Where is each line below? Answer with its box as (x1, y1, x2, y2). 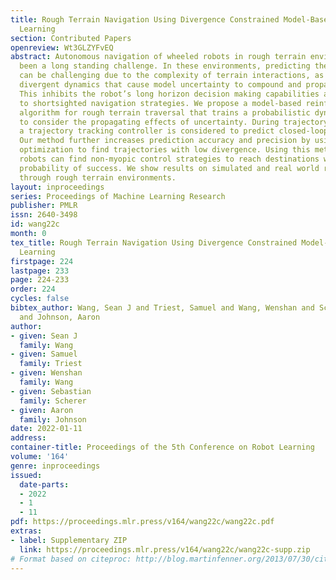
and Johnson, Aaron (19, 312, 101, 322)
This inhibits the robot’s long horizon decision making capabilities (19, 89, 320, 99)
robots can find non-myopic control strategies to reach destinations (19, 154, 320, 164)
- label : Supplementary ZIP (10, 535, 128, 545)
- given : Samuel (10, 349, 78, 360)
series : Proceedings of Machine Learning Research (10, 191, 226, 201)
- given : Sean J (10, 331, 78, 341)
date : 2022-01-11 (10, 424, 83, 434)
